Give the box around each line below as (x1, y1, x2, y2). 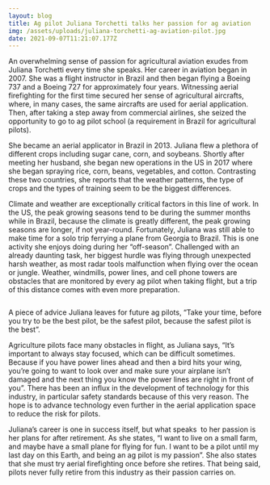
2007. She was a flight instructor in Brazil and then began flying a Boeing (8, 73, 251, 83)
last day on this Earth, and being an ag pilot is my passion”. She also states (8, 450, 257, 460)
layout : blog (8, 11, 53, 20)
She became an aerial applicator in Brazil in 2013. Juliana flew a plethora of (8, 140, 259, 150)
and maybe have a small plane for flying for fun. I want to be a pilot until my (8, 441, 259, 452)
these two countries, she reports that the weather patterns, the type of (8, 175, 244, 185)
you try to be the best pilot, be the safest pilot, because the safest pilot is (8, 316, 252, 326)
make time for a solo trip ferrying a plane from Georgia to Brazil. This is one (8, 233, 259, 243)
